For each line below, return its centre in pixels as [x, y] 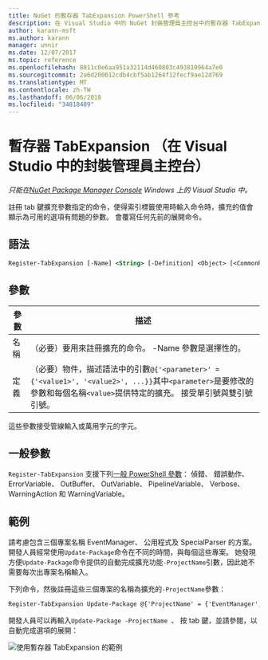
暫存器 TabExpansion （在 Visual [118, 146]
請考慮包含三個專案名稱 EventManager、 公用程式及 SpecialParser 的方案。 [132, 542]
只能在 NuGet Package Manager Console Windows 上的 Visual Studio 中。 [130, 190]
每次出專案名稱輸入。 [57, 572]
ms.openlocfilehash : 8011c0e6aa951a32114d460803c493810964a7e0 [116, 68]
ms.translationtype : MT [48, 82]
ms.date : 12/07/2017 [43, 53]
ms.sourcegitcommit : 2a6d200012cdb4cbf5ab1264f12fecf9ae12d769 [116, 75]
